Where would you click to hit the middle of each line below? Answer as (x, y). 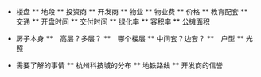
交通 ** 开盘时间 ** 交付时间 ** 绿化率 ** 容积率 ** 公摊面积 (113, 21)
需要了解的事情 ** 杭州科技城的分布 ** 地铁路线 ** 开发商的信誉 (119, 65)
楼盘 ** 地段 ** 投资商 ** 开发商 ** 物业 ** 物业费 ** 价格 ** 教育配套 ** (132, 12)
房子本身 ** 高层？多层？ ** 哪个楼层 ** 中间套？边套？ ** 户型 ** (130, 38)
